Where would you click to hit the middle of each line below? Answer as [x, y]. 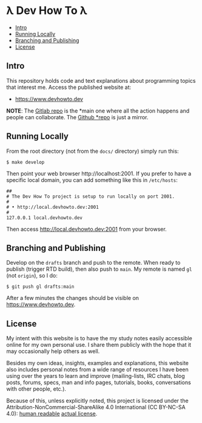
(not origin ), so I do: [32, 276]
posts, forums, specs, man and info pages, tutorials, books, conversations [99, 383]
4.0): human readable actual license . [52, 414]
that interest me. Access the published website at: [69, 87]
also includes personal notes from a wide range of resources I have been [98, 369]
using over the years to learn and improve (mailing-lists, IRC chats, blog [96, 376]
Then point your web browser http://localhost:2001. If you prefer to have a [99, 173]
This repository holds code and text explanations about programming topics [101, 80]
